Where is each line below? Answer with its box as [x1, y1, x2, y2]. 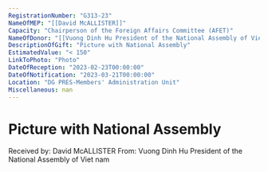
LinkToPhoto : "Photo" [8, 57, 81, 64]
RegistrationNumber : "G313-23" [8, 11, 112, 20]
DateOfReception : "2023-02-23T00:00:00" [8, 64, 145, 72]
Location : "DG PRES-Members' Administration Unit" [8, 78, 180, 86]
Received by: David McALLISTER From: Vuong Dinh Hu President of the [8, 147, 243, 156]
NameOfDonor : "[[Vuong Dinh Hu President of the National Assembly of [8, 33, 248, 42]
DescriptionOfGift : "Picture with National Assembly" [8, 41, 191, 49]
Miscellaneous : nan [8, 85, 73, 94]
